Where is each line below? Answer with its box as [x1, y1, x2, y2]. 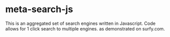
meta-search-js [5, 4, 73, 15]
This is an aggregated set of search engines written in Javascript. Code [5, 20, 156, 26]
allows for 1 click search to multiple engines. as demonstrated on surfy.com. [5, 25, 165, 31]
